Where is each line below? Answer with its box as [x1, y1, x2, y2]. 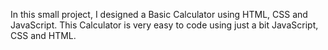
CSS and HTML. [10, 30, 77, 41]
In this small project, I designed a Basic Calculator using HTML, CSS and [10, 9, 308, 20]
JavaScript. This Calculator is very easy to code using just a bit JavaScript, [10, 19, 319, 31]
